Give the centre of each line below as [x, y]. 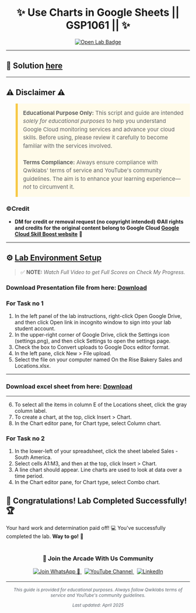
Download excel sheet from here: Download [69, 386]
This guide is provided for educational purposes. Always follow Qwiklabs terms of [98, 589]
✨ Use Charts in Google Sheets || [98, 13]
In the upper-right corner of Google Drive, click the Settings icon [92, 334]
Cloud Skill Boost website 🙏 [48, 234]
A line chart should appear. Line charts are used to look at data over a [98, 470]
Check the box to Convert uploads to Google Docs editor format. [92, 347]
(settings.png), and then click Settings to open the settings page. [92, 341]
